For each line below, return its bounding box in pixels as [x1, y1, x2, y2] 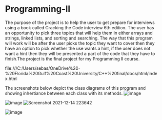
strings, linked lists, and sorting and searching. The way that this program [5, 35, 153, 41]
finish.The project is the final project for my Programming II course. [5, 56, 140, 61]
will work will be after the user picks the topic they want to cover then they [5, 40, 155, 46]
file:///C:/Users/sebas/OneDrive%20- [5, 65, 81, 71]
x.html [5, 76, 18, 81]
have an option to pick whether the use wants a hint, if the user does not [5, 45, 151, 51]
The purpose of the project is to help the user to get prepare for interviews [5, 20, 155, 25]
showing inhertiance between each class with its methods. [5, 90, 123, 96]
